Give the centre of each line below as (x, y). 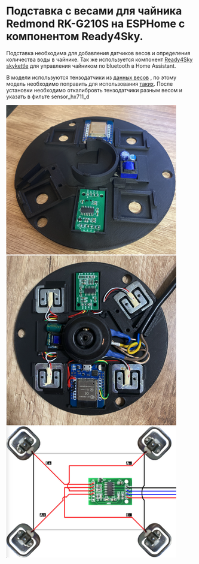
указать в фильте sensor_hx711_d (48, 96)
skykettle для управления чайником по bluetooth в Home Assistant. (91, 66)
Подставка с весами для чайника (94, 11)
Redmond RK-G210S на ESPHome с (96, 24)
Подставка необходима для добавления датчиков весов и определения (98, 53)
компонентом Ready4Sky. (75, 37)
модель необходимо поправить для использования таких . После (90, 84)
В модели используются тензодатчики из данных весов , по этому (91, 77)
